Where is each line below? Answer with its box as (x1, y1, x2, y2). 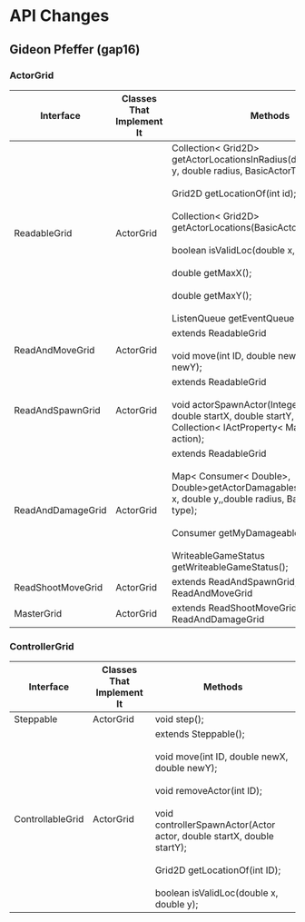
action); (172, 432, 204, 445)
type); (172, 503, 198, 516)
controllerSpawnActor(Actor (154, 818, 276, 831)
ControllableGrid (14, 813, 84, 826)
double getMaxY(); (172, 289, 252, 302)
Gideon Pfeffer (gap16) (9, 42, 141, 57)
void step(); (154, 713, 204, 726)
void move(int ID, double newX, (154, 750, 289, 763)
